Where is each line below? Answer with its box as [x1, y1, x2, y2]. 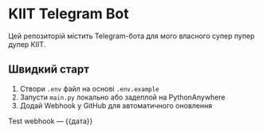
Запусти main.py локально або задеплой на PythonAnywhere [19, 92, 226, 102]
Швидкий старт [8, 63, 90, 76]
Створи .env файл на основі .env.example [19, 84, 159, 93]
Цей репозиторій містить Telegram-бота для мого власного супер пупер [8, 31, 255, 41]
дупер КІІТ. [8, 39, 46, 49]
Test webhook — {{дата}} [8, 116, 93, 126]
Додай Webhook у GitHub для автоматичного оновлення [19, 100, 213, 110]
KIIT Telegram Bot [8, 5, 129, 23]
